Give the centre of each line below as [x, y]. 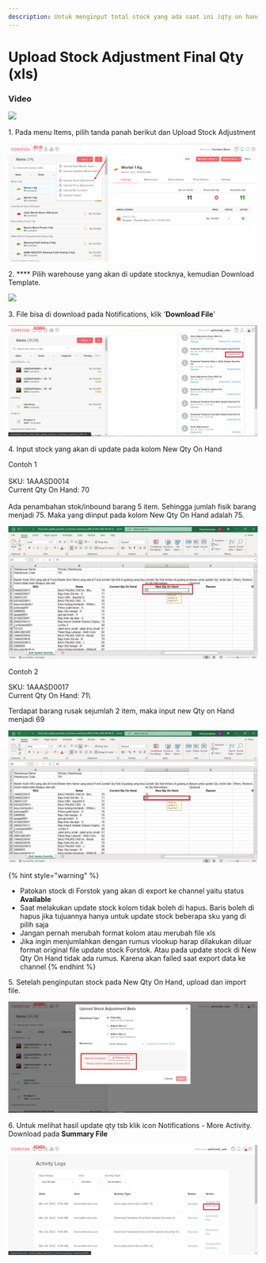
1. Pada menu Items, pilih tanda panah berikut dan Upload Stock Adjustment [132, 132]
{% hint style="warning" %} [54, 876]
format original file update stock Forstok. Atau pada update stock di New [138, 950]
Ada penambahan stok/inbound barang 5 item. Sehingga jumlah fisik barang [132, 506]
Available [35, 900]
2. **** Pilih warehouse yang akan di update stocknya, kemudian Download [131, 274]
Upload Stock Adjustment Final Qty [126, 57]
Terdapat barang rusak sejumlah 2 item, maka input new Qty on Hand [122, 711]
